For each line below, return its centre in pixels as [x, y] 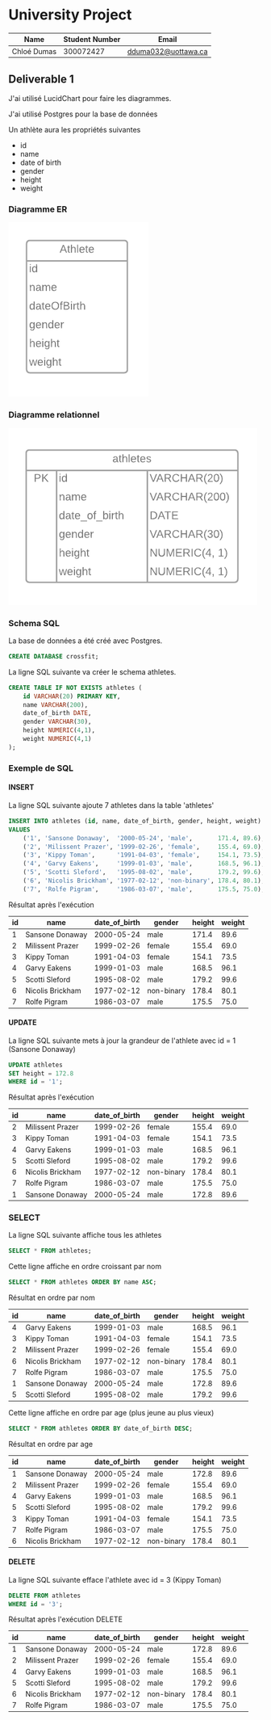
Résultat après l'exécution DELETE [66, 1619]
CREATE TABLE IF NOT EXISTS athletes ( [75, 688]
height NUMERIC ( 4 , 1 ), [59, 730]
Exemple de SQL [41, 767]
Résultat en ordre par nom [52, 1297]
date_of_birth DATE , [57, 713]
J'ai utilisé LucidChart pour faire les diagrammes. [90, 98]
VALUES [19, 830]
